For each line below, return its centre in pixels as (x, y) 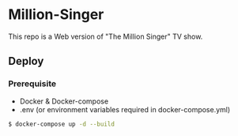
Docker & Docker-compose (64, 101)
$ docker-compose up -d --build (61, 124)
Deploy (26, 61)
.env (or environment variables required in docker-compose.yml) (125, 109)
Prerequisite (32, 84)
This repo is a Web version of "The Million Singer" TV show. (106, 36)
